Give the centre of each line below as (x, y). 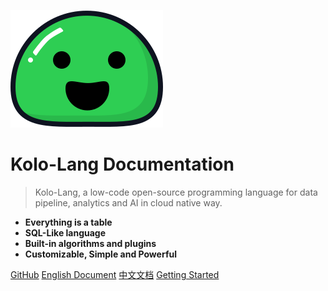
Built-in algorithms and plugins (90, 243)
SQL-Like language (65, 232)
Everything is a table (68, 222)
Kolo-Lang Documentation (122, 164)
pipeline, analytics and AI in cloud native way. (128, 202)
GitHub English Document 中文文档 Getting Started (115, 274)
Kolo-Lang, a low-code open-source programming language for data (176, 192)
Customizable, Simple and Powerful (100, 254)
